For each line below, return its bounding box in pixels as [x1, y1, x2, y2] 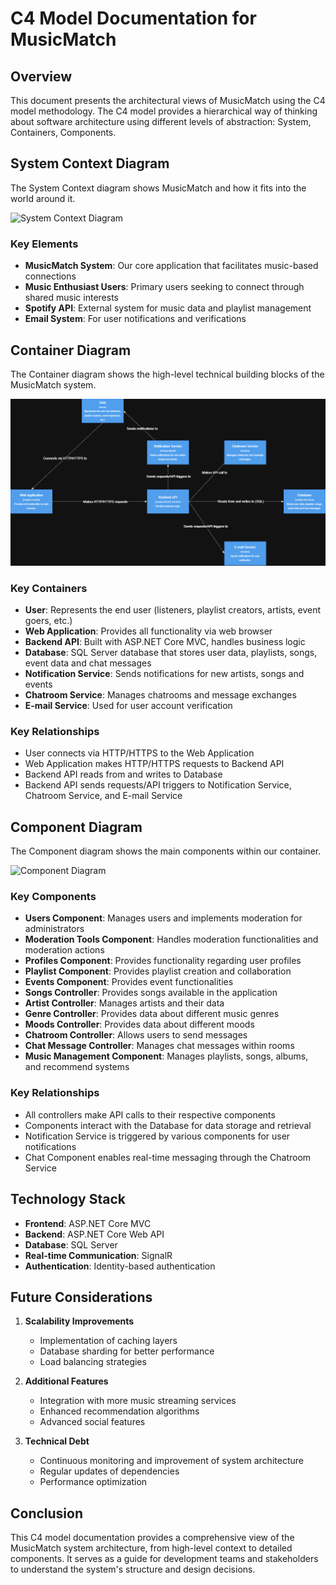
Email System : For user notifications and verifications [24, 313, 247, 325]
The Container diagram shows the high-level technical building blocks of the [10, 368, 325, 380]
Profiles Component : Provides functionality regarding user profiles [24, 955, 302, 967]
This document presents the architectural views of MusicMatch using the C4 [10, 95, 326, 106]
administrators [24, 923, 85, 935]
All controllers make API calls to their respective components [24, 1108, 276, 1121]
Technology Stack [10, 1191, 126, 1208]
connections [24, 270, 77, 282]
